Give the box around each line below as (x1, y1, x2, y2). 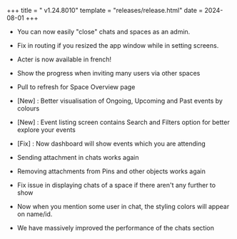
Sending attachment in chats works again (16, 153, 139, 161)
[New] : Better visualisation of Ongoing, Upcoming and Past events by (16, 96, 223, 105)
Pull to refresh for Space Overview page (16, 83, 136, 91)
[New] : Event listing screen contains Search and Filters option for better (16, 118, 230, 126)
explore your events (16, 126, 76, 134)
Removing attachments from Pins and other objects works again (16, 167, 206, 176)
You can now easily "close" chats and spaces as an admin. (16, 28, 191, 36)
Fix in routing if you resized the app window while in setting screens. (16, 41, 219, 49)
